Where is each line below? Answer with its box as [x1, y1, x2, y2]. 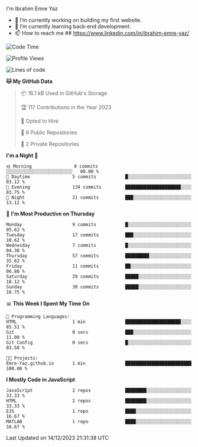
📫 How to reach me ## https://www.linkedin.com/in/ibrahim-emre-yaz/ [14, 30, 190, 36]
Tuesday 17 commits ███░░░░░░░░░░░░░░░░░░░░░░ [6, 232, 192, 238]
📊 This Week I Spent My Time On [6, 300, 90, 307]
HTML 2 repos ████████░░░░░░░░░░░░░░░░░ [6, 398, 192, 404]
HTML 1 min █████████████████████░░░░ [6, 319, 192, 325]
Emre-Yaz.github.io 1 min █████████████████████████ [6, 360, 192, 366]
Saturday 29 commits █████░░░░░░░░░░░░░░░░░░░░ [6, 274, 192, 280]
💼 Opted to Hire [20, 118, 59, 124]
